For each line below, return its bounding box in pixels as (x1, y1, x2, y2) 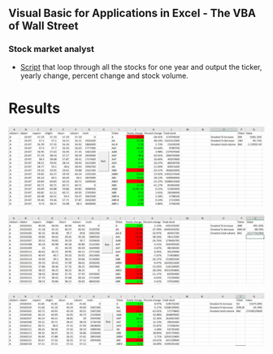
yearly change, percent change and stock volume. (19, 71, 188, 80)
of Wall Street (8, 19, 79, 33)
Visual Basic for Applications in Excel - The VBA (8, 6, 256, 20)
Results (8, 99, 61, 117)
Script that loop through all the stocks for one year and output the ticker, (19, 62, 262, 71)
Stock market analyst (8, 44, 95, 55)
